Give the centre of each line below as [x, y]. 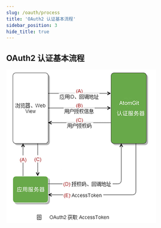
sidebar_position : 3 [32, 25]
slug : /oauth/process [33, 13]
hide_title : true [28, 32]
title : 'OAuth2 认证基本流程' [41, 19]
